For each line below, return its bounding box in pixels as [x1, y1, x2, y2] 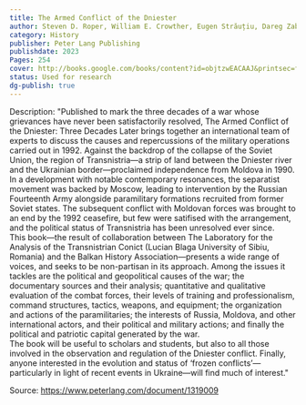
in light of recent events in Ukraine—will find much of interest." [54, 367, 290, 378]
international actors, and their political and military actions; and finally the [9, 319, 285, 329]
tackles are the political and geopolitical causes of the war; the [9, 270, 245, 281]
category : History [9, 30, 79, 39]
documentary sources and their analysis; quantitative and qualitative [9, 279, 266, 291]
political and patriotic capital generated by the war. [9, 329, 200, 339]
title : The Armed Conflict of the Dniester [9, 13, 178, 23]
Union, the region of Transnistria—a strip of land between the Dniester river [9, 154, 293, 165]
